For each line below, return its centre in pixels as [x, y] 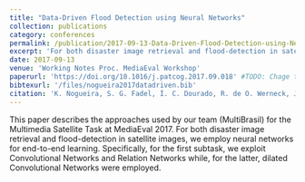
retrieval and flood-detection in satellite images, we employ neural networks [152, 139]
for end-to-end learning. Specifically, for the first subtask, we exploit [138, 148]
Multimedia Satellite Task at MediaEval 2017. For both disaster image [137, 129]
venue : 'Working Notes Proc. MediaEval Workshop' [105, 69]
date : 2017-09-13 [42, 60]
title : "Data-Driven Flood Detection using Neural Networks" [128, 18]
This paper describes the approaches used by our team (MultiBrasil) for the [151, 120]
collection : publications [58, 26]
